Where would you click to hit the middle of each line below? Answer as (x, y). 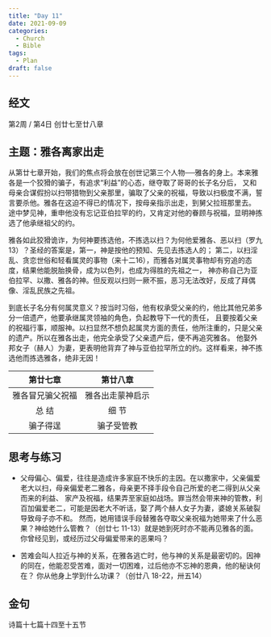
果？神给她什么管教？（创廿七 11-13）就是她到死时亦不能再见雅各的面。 (139, 528)
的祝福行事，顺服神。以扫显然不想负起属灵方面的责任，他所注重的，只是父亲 (135, 328)
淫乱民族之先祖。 (50, 290)
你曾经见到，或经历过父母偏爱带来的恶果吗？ (94, 539)
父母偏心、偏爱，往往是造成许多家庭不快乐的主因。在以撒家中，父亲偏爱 (140, 478)
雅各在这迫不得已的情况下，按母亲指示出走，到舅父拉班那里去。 (149, 203)
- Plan (27, 61)
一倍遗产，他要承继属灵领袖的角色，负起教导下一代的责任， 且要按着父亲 (136, 318)
